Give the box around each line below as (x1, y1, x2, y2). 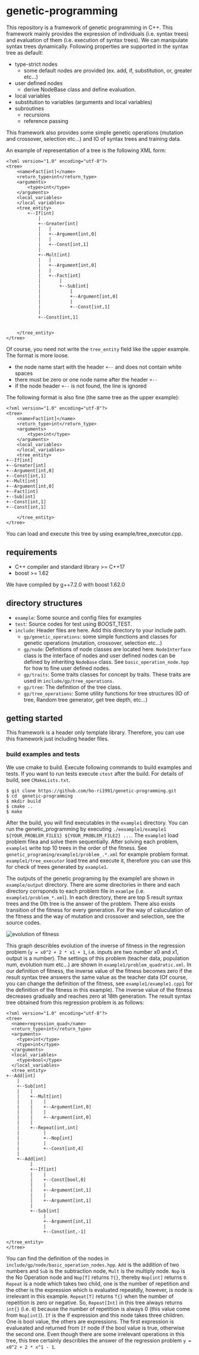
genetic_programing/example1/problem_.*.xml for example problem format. (6, 850, 189, 858)
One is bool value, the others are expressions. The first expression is (6, 1318, 174, 1325)
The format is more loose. (6, 352, 70, 359)
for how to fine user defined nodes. (23, 664, 110, 672)
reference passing (23, 117, 68, 124)
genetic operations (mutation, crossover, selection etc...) (23, 639, 162, 646)
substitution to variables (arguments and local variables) (14, 98, 153, 105)
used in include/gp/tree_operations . (23, 677, 114, 684)
